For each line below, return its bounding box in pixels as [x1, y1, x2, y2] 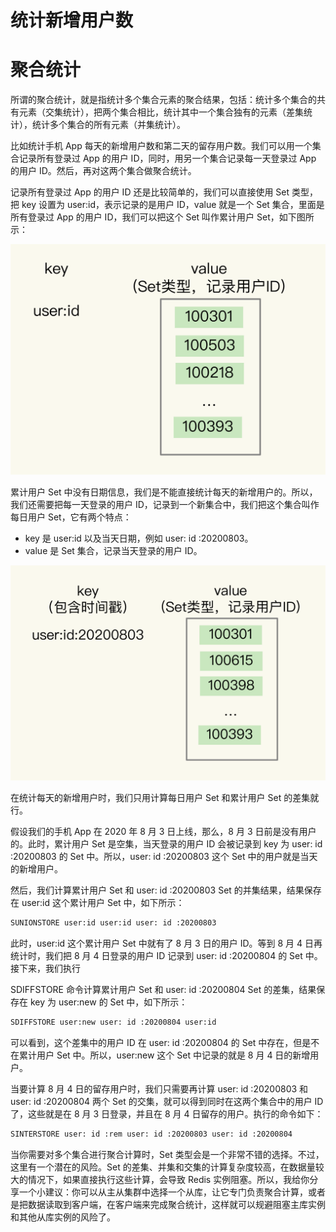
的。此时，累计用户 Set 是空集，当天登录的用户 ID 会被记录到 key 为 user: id [10, 838, 323, 850]
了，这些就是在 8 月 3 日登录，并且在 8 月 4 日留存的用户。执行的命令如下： [10, 1108, 324, 1120]
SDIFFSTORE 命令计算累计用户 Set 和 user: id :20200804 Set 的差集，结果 [10, 984, 317, 996]
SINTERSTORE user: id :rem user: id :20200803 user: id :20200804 [10, 1129, 293, 1140]
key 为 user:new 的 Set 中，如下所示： [29, 996, 188, 1008]
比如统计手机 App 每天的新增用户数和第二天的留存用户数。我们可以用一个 [10, 140, 313, 152]
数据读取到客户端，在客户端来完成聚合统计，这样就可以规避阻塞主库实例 [27, 1198, 326, 1210]
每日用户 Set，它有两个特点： [10, 511, 132, 523]
